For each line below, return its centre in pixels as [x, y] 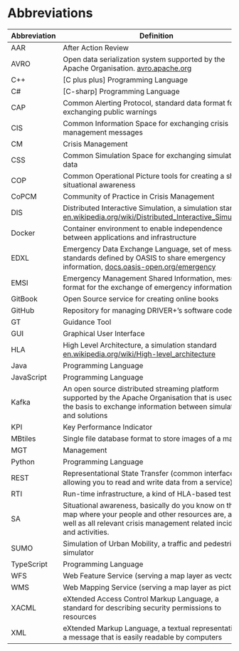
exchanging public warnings [110, 112]
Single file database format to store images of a [142, 438]
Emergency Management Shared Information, [139, 278]
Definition [157, 36]
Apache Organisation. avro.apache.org [127, 68]
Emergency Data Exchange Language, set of [137, 249]
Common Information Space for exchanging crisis [146, 123]
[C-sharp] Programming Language [121, 91]
